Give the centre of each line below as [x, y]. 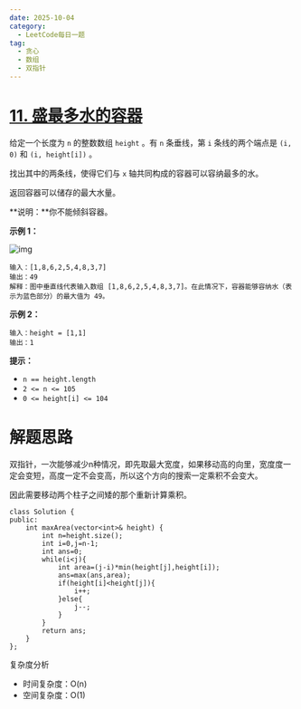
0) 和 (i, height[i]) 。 [53, 154]
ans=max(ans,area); [94, 575]
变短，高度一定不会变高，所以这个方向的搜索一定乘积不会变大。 [144, 475]
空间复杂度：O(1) [54, 695]
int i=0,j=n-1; [71, 543]
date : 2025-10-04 [42, 18]
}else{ [70, 599]
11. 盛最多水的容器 [76, 116]
